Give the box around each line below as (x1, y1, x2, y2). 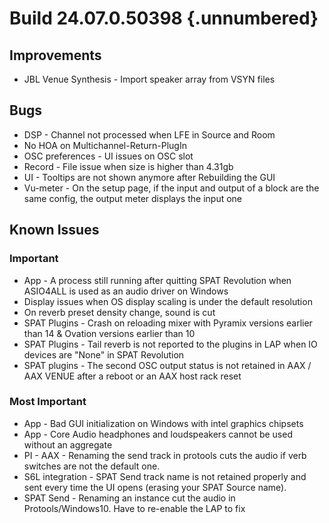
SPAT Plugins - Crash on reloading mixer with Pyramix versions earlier (23, 317, 313, 329)
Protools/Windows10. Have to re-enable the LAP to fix (23, 502, 246, 514)
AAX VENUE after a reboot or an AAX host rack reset (23, 370, 242, 382)
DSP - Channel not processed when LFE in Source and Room (23, 128, 276, 141)
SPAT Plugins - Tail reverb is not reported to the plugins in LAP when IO (23, 338, 318, 350)
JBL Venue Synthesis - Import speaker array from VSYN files (23, 73, 276, 85)
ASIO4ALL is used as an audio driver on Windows (23, 285, 229, 297)
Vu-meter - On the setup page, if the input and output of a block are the (23, 182, 320, 194)
